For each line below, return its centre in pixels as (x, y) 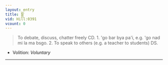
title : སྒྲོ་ (15, 14)
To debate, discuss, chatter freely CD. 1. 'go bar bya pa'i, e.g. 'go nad (89, 38)
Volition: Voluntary (31, 53)
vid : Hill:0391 (21, 19)
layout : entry (20, 10)
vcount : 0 (15, 24)
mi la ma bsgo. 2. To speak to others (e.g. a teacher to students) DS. (88, 43)
